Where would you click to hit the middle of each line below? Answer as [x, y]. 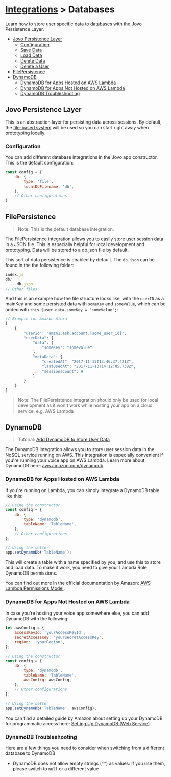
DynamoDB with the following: [37, 618]
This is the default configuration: [40, 163]
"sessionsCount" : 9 [62, 372]
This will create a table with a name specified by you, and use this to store [83, 562]
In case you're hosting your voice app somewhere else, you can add [77, 613]
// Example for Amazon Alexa [36, 319]
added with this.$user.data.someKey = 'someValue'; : [62, 310]
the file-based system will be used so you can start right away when [77, 127]
